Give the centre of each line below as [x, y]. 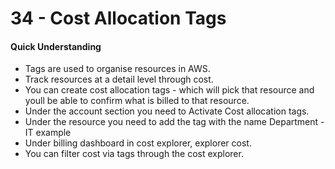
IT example [48, 133]
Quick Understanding [56, 46]
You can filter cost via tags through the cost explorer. [134, 154]
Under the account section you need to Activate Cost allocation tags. [167, 111]
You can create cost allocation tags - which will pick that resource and [169, 90]
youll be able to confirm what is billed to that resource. [137, 101]
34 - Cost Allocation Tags [118, 18]
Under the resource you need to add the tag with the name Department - [174, 122]
